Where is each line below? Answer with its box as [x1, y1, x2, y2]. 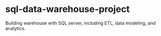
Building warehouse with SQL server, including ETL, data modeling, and [5, 20, 156, 26]
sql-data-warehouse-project [5, 3, 130, 15]
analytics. [5, 25, 26, 31]
